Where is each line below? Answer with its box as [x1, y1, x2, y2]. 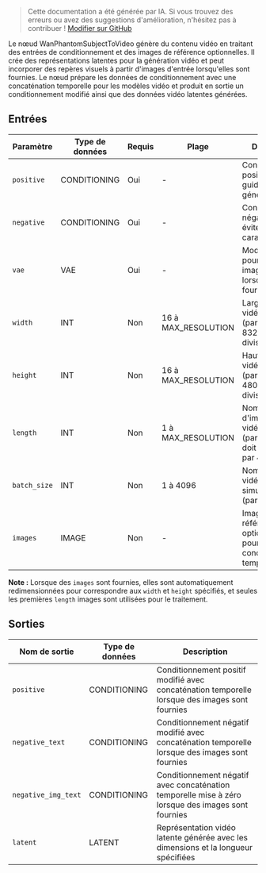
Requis [127, 140, 154, 152]
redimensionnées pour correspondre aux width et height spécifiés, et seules [8, 586, 258, 595]
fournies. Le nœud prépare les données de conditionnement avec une [8, 73, 237, 82]
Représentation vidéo [156, 821, 236, 833]
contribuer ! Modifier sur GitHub [27, 24, 132, 33]
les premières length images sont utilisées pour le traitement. [8, 594, 208, 604]
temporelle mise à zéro [156, 789, 241, 800]
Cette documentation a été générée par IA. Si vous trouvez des [27, 7, 234, 16]
